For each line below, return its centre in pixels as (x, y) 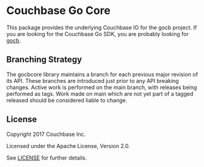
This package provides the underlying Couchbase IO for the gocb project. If (102, 27)
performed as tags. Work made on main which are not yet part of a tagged (100, 94)
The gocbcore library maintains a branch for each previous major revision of (102, 74)
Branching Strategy (44, 59)
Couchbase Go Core (59, 11)
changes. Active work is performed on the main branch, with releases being (102, 87)
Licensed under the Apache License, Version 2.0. (68, 146)
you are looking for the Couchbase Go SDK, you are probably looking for (98, 34)
